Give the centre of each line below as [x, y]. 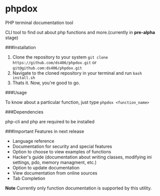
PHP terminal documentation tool [39, 23]
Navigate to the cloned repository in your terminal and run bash [77, 73]
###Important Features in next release [45, 131]
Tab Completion [29, 178]
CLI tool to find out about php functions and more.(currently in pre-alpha [80, 32]
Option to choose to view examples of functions [62, 151]
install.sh [24, 78]
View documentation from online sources [55, 173]
